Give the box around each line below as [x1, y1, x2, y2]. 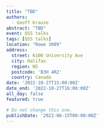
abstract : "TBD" [6, 25, 46, 31]
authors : [6, 14, 28, 20]
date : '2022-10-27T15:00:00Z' [6, 80, 81, 86]
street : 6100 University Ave [11, 52, 83, 58]
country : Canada [11, 74, 51, 80]
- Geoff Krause [11, 19, 49, 25]
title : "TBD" [6, 8, 38, 15]
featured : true [6, 96, 44, 102]
